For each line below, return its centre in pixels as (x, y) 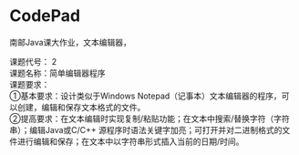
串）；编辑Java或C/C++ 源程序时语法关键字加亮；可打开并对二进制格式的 (146, 129)
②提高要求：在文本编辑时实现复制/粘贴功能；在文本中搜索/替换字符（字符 (149, 119)
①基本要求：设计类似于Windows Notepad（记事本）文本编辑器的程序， (146, 96)
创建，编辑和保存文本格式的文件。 (81, 107)
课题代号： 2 (33, 61)
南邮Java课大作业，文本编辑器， (71, 42)
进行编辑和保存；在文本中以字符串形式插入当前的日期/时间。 (130, 141)
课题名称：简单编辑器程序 (57, 73)
